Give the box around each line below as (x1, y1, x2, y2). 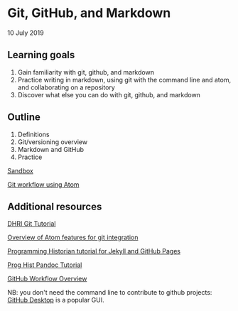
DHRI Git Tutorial (7, 219, 56, 228)
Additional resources (7, 200, 102, 212)
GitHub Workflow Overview (7, 275, 87, 283)
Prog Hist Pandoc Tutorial (7, 261, 82, 269)
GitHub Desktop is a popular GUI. (7, 296, 104, 305)
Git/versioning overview (17, 137, 87, 146)
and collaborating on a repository (17, 83, 115, 92)
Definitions (17, 130, 50, 138)
